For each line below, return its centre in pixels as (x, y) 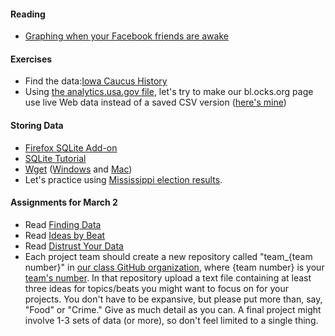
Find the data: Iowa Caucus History (96, 81)
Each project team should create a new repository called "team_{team (168, 256)
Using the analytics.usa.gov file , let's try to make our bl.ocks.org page (169, 92)
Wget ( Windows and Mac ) (78, 169)
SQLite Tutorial (55, 158)
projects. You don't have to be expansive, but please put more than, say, (173, 299)
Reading (28, 14)
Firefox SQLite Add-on (71, 147)
